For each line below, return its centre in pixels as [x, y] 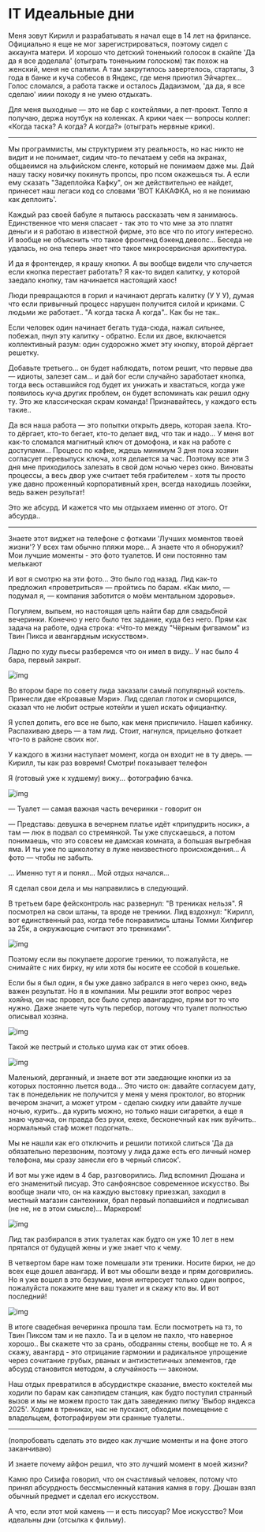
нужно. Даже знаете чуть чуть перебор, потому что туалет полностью [128, 1007]
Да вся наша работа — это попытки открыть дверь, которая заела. [121, 425]
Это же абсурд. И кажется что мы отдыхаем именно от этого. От [118, 507]
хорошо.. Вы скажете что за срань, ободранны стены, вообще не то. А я [130, 1343]
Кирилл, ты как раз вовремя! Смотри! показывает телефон [108, 763]
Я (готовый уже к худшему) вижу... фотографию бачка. [101, 778]
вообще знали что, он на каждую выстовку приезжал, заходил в [117, 1191]
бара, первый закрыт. [45, 660]
